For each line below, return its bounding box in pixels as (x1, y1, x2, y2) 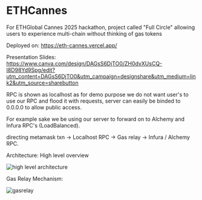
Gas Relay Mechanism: (6, 175, 64, 182)
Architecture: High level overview (6, 152, 89, 159)
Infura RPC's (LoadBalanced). (6, 121, 80, 129)
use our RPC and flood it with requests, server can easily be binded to (6, 97, 181, 105)
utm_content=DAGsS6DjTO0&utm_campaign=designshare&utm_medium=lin (6, 73, 197, 80)
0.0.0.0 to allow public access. (6, 103, 82, 111)
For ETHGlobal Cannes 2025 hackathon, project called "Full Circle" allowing (6, 24, 195, 31)
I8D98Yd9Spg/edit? (6, 66, 56, 73)
